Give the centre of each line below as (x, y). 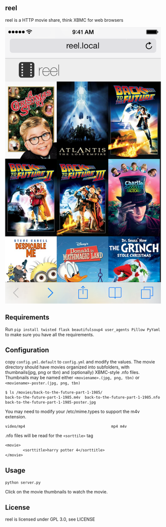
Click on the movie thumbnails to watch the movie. (56, 492)
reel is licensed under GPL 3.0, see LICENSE (50, 519)
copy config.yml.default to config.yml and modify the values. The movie (80, 362)
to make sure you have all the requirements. (50, 334)
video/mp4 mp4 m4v (66, 427)
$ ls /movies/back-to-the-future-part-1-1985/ (54, 393)
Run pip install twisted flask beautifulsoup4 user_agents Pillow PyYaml (83, 329)
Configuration (27, 350)
